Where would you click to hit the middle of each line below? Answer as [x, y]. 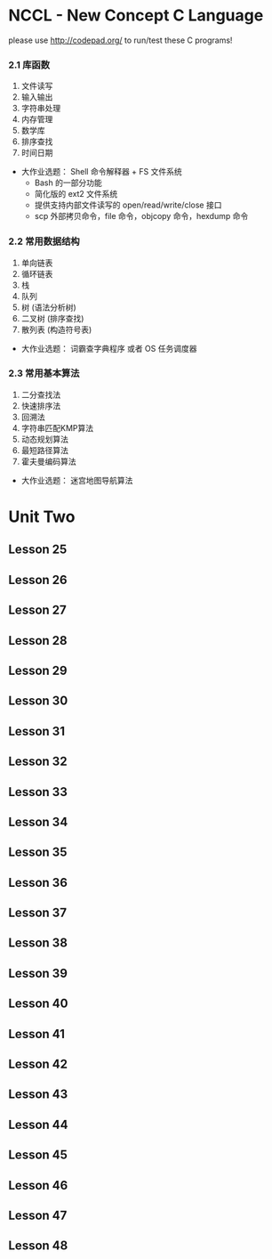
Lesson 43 [38, 1095]
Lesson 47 [38, 1215]
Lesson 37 [38, 913]
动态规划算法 [44, 439]
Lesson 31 [37, 731]
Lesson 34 [38, 821]
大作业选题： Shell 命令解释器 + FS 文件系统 [102, 172]
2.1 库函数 [29, 65]
